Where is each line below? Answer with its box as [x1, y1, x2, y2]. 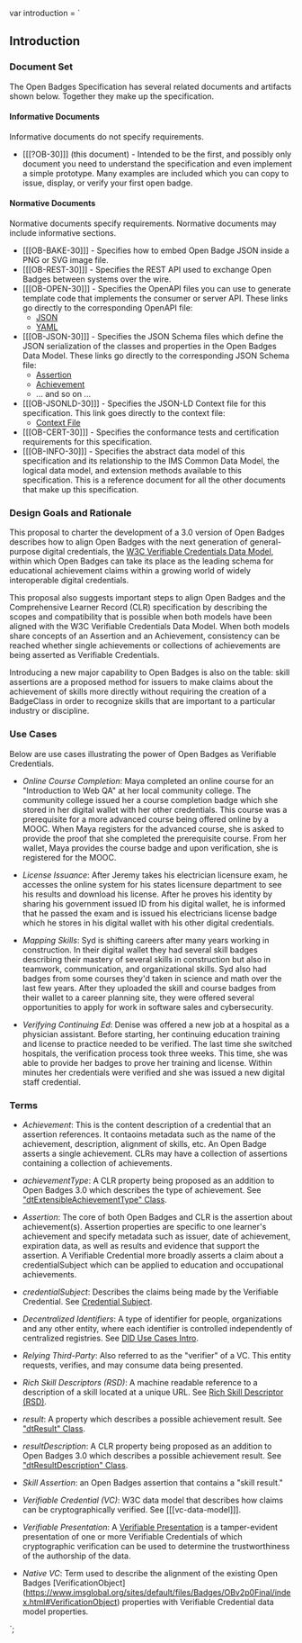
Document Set [9, 60, 74, 73]
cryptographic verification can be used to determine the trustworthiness [22, 1540, 290, 1551]
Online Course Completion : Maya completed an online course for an [22, 775, 274, 786]
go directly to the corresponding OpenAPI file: [22, 302, 193, 313]
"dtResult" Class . [22, 1422, 86, 1434]
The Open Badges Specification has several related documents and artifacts [9, 81, 292, 92]
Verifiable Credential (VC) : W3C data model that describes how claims [22, 1494, 284, 1505]
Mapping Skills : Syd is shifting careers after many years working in [22, 934, 270, 945]
